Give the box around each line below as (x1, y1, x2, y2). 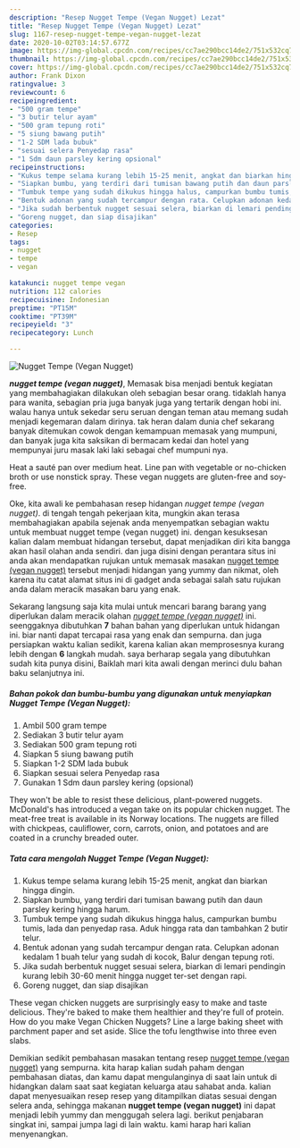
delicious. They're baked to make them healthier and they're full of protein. (9, 1007, 284, 1017)
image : (9, 46, 34, 55)
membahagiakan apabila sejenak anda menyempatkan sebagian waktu (9, 518, 270, 528)
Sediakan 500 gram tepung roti (21, 739, 137, 749)
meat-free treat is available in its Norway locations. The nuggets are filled (9, 813, 279, 823)
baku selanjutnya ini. (9, 668, 85, 678)
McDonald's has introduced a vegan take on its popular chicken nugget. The (9, 804, 290, 815)
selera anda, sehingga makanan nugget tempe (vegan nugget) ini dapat (9, 1100, 276, 1110)
